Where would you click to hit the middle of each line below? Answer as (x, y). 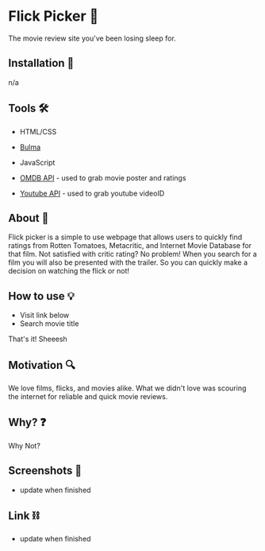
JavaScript (37, 162)
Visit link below (44, 315)
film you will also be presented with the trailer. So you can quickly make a (128, 262)
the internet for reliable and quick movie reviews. (88, 396)
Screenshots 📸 (45, 471)
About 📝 (29, 218)
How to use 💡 (42, 296)
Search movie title (49, 324)
